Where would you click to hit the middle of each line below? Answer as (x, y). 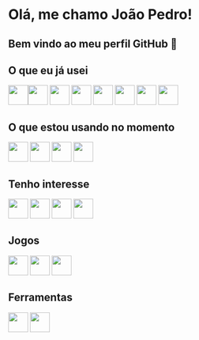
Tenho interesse (49, 184)
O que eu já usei (48, 70)
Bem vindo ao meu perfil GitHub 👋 (93, 44)
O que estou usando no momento (92, 127)
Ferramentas (40, 298)
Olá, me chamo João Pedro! (100, 15)
